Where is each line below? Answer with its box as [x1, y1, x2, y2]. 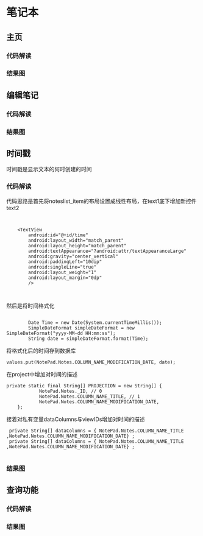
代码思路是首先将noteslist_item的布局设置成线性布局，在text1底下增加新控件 [6, 197, 197, 205]
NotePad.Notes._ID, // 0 [38, 388, 102, 394]
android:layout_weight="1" [28, 269, 97, 275]
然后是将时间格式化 [6, 302, 55, 309]
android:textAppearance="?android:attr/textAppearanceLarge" [28, 248, 187, 254]
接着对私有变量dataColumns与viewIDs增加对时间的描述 [6, 415, 145, 423]
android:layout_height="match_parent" [28, 242, 127, 249]
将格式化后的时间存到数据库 [6, 347, 76, 354]
